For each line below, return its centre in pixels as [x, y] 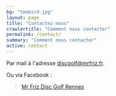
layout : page [23, 18]
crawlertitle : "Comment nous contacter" [59, 29]
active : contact [27, 46]
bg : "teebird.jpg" [30, 12]
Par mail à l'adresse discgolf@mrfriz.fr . [56, 63]
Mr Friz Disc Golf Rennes [53, 86]
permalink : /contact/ [34, 35]
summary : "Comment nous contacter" [52, 40]
